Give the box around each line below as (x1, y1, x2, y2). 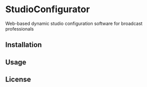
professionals (5, 25, 34, 32)
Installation (5, 41, 42, 49)
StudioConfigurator (5, 4, 90, 15)
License (5, 75, 31, 84)
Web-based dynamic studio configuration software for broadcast (5, 20, 143, 26)
